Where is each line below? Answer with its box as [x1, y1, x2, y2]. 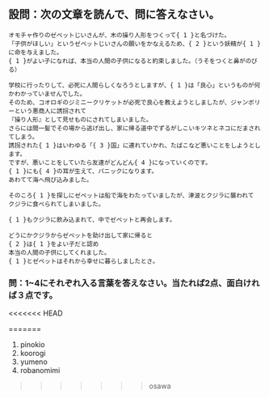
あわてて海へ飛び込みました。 [8, 176, 93, 184]
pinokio [19, 340, 45, 349]
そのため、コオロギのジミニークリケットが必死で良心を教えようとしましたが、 [8, 98, 231, 107]
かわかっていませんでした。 [8, 90, 86, 98]
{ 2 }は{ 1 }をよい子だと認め [8, 239, 99, 248]
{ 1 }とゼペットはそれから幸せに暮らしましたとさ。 [8, 257, 159, 265]
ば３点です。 [8, 290, 58, 301]
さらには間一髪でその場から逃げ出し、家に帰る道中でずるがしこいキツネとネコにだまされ [8, 124, 261, 132]
